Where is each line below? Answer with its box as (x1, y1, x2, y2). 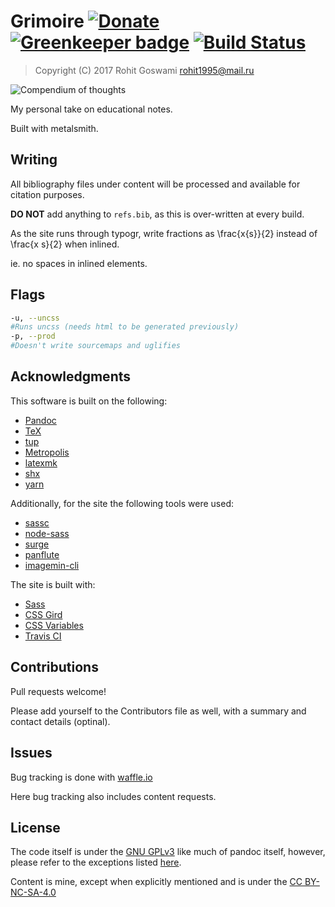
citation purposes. (10, 188, 85, 200)
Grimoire (10, 10, 85, 33)
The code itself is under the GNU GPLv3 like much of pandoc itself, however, (10, 846, 326, 858)
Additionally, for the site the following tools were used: (10, 497, 234, 509)
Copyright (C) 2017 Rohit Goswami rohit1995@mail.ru (34, 64, 255, 76)
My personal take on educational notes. (10, 103, 173, 115)
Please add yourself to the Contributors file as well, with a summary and (10, 705, 307, 717)
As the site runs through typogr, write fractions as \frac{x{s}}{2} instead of (10, 227, 318, 239)
